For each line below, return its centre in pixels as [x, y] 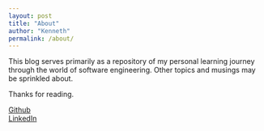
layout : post [30, 16]
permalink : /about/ [41, 38]
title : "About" [34, 23]
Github [19, 110]
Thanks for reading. [41, 95]
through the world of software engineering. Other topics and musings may [132, 70]
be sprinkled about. [41, 78]
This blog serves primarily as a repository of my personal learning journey [132, 61]
